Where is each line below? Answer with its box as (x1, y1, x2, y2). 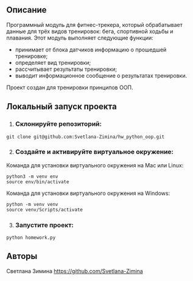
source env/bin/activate (6, 178, 69, 185)
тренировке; (15, 52, 48, 60)
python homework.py (6, 235, 56, 241)
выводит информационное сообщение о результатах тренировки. (15, 71, 188, 79)
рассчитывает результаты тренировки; (15, 65, 118, 73)
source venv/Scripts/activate (6, 206, 83, 213)
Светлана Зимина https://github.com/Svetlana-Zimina (6, 267, 143, 274)
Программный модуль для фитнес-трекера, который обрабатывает (6, 21, 183, 28)
